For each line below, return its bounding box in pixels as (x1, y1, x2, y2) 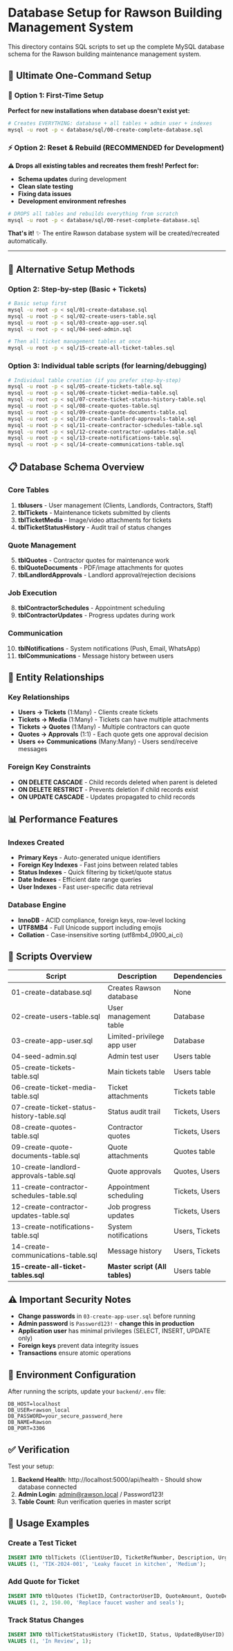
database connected (17, 1483, 77, 1491)
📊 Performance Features (8, 813, 118, 825)
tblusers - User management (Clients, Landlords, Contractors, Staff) (17, 500, 213, 509)
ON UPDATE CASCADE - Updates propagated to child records (17, 793, 196, 801)
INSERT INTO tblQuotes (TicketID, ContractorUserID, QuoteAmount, (8, 1592, 203, 1600)
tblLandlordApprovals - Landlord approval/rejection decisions (17, 571, 196, 579)
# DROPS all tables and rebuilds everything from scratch (8, 210, 178, 217)
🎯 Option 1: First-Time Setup (8, 91, 104, 100)
